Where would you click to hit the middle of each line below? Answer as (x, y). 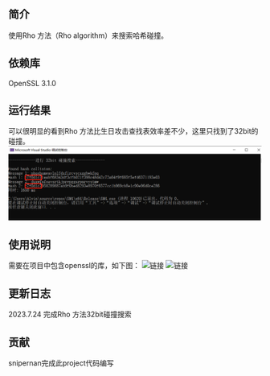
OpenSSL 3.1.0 (32, 83)
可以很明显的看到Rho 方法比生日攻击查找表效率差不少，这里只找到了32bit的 (133, 131)
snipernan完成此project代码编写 (61, 363)
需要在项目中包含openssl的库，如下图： (74, 266)
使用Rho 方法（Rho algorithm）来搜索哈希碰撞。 (88, 35)
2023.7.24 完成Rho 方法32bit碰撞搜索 (70, 314)
